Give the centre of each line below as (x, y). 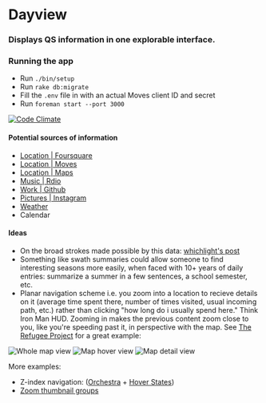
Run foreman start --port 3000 (72, 104)
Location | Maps (46, 172)
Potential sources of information (63, 138)
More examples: (35, 366)
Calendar (35, 215)
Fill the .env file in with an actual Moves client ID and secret (117, 95)
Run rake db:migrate (54, 87)
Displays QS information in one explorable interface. (112, 40)
